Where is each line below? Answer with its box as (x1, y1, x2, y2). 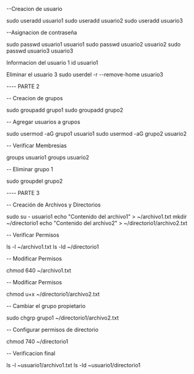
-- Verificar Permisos (6, 232, 59, 238)
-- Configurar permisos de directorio (6, 326, 99, 333)
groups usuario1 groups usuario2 (6, 154, 90, 161)
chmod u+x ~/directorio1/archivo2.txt (6, 290, 100, 298)
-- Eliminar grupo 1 (6, 166, 53, 173)
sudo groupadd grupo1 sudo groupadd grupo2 (6, 106, 124, 114)
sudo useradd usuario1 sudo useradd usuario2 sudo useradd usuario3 (6, 17, 184, 24)
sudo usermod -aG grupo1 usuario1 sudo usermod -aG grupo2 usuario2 (6, 130, 187, 137)
